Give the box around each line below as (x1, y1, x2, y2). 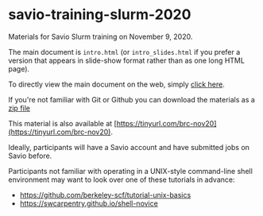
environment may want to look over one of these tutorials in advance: (8, 175, 235, 184)
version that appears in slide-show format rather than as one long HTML (8, 56, 245, 65)
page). (8, 64, 30, 73)
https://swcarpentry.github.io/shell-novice (19, 199, 159, 208)
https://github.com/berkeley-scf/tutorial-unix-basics (19, 190, 191, 199)
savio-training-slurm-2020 (8, 6, 191, 24)
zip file (8, 103, 30, 113)
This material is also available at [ (8, 118, 117, 128)
